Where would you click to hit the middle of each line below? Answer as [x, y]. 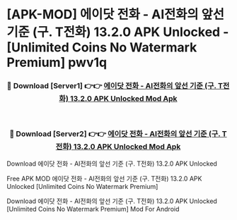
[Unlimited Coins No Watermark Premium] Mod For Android [93, 209]
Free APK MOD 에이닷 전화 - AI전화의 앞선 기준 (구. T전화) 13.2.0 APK [104, 178]
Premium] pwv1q [57, 62]
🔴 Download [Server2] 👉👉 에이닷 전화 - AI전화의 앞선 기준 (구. [115, 134]
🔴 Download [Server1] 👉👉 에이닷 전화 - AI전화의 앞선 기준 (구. [111, 86]
